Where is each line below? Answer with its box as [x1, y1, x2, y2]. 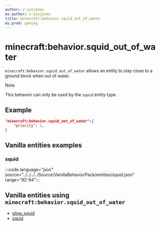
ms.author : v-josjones [5, 12, 51, 16]
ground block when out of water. [5, 73, 70, 79]
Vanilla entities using [5, 191, 70, 199]
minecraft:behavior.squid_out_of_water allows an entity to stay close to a [5, 68, 153, 74]
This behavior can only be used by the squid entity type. [5, 92, 117, 97]
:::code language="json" [5, 167, 54, 173]
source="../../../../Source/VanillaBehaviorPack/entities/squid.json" [5, 172, 135, 178]
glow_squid [12, 210, 35, 216]
